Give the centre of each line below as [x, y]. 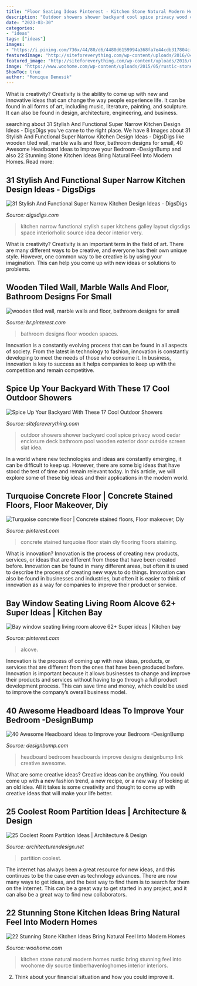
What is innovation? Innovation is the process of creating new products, [93, 553]
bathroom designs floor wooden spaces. [69, 334]
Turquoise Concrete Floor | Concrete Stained [89, 496]
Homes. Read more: [30, 162]
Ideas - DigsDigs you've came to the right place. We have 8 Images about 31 [98, 131]
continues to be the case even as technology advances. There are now [92, 875]
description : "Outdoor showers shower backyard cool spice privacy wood [97, 17]
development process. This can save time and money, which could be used [97, 686]
